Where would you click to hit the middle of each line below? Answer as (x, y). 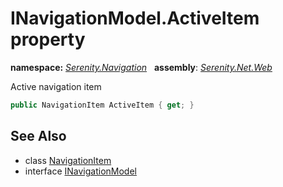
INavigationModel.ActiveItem (135, 18)
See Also (38, 136)
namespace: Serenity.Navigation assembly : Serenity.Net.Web (141, 67)
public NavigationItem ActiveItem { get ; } (102, 105)
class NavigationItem (68, 160)
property (48, 39)
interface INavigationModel (80, 171)
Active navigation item (56, 86)
